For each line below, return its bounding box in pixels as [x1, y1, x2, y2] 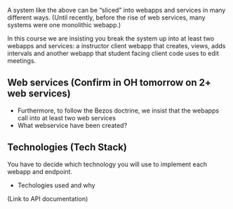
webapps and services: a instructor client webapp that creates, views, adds [7, 42, 226, 50]
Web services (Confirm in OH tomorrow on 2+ [7, 77, 212, 89]
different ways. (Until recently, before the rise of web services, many [7, 13, 206, 22]
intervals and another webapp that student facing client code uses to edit [7, 49, 220, 57]
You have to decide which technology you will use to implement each [7, 160, 208, 168]
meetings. [7, 57, 36, 65]
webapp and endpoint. [7, 167, 72, 175]
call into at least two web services [17, 113, 116, 122]
